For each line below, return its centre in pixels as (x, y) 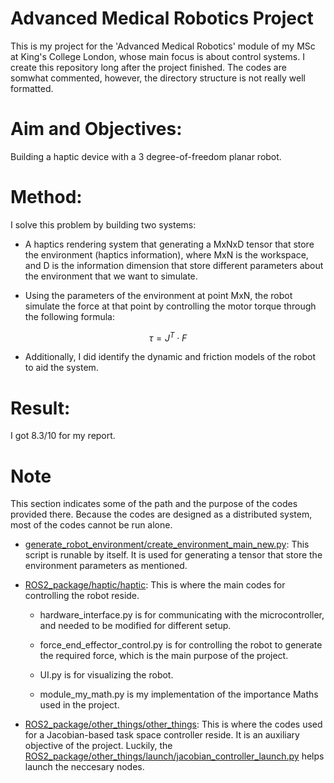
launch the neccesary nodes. (84, 767)
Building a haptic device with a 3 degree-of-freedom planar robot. (146, 156)
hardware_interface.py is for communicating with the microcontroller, (182, 615)
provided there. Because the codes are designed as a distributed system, (161, 514)
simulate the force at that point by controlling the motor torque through (170, 306)
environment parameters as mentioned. (106, 566)
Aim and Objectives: (96, 129)
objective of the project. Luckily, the (98, 746)
